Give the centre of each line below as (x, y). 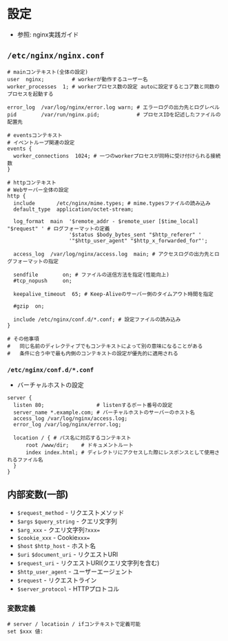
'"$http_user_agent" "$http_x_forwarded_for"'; (138, 241)
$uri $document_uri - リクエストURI (68, 554)
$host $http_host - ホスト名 (56, 545)
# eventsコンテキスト (35, 135)
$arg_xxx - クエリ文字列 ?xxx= (59, 529)
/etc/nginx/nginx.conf (56, 56)
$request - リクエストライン (57, 580)
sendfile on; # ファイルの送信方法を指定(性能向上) (92, 275)
